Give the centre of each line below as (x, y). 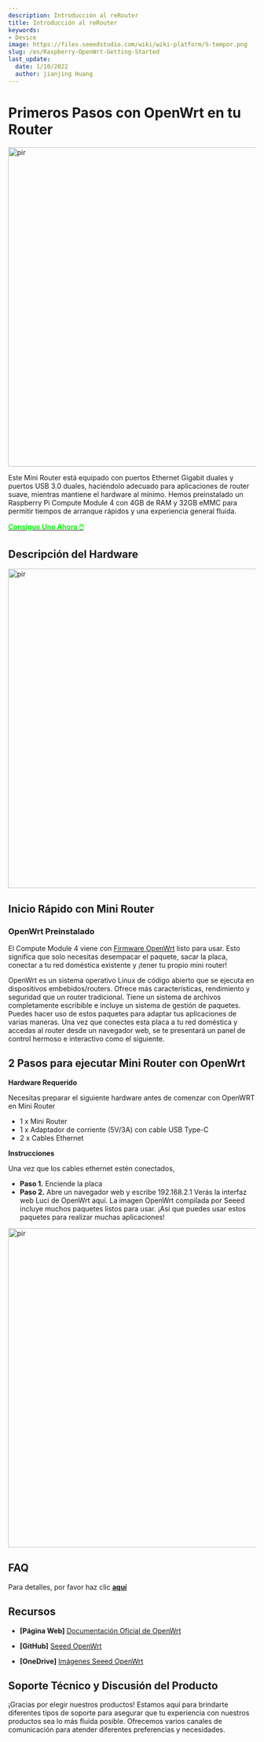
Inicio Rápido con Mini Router (81, 909)
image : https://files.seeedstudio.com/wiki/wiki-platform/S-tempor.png (128, 45)
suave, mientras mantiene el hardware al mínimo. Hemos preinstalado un (126, 494)
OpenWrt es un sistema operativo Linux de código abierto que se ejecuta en (131, 980)
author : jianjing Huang (54, 74)
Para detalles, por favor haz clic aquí (68, 1587)
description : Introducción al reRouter (73, 15)
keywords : (24, 30)
